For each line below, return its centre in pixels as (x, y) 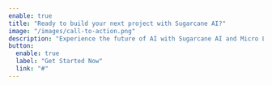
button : (21, 46)
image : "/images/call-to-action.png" (72, 31)
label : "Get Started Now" (59, 62)
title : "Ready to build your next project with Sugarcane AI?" (117, 23)
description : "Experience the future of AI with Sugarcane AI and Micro (134, 38)
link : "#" (32, 69)
